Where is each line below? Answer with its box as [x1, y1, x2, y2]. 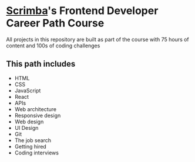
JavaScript [14, 87, 41, 94]
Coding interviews [14, 149, 59, 156]
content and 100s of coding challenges [6, 42, 100, 49]
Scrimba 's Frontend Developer [6, 4, 159, 18]
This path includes [6, 59, 76, 69]
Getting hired [14, 143, 47, 150]
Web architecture [14, 105, 57, 112]
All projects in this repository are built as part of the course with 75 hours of [6, 36, 189, 43]
